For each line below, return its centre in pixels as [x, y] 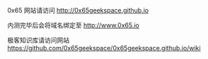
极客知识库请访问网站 [38, 40]
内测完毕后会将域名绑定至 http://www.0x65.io [73, 25]
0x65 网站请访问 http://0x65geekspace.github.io [78, 10]
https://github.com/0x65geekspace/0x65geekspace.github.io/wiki [104, 48]
